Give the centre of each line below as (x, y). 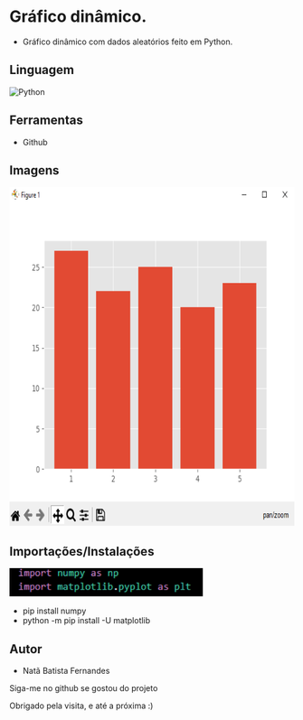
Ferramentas (46, 121)
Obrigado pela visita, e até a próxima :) (81, 706)
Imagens (34, 170)
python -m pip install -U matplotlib (86, 621)
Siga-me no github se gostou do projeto (84, 688)
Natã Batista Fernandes (66, 671)
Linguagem (42, 70)
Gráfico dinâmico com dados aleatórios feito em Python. (128, 42)
